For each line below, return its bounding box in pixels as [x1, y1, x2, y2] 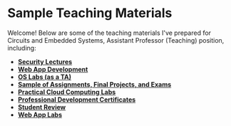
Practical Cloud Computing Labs [17, 88, 116, 96]
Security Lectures [17, 57, 73, 65]
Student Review [17, 103, 66, 111]
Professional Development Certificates [17, 95, 136, 104]
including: [7, 43, 37, 52]
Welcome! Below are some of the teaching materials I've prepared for [7, 28, 212, 37]
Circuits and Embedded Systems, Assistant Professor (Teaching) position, [7, 36, 225, 44]
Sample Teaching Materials [7, 5, 173, 21]
